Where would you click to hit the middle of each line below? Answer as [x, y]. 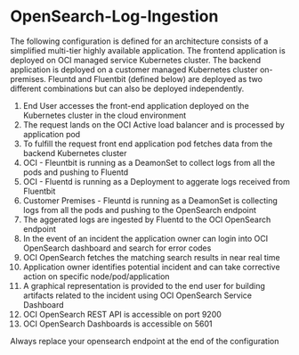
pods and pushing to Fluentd [76, 172]
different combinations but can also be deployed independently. [127, 88]
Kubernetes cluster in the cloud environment [105, 115]
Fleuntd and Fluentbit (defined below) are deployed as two [156, 78]
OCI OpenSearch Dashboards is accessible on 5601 [117, 324]
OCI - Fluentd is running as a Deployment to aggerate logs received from [156, 181]
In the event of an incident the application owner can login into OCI [145, 238]
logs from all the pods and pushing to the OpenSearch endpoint [140, 210]
